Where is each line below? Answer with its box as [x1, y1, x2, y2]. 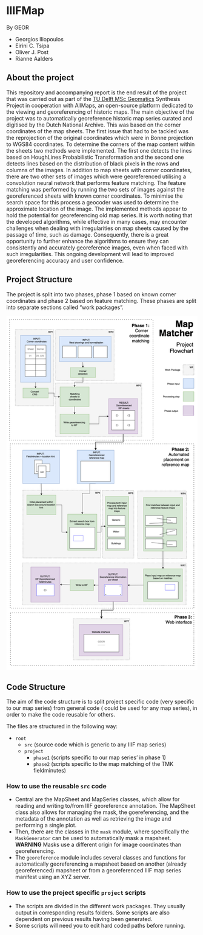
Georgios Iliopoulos [15, 35, 64, 43]
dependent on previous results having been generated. [15, 915, 153, 922]
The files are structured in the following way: [6, 722, 118, 730]
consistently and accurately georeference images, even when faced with [6, 244, 188, 251]
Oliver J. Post [15, 48, 48, 55]
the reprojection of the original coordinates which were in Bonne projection [6, 134, 194, 141]
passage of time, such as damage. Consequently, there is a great [6, 231, 169, 238]
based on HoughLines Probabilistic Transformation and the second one [6, 153, 184, 161]
